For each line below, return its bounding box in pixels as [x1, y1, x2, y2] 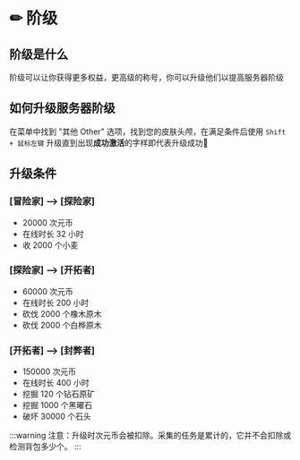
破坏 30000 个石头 [21, 411, 91, 422]
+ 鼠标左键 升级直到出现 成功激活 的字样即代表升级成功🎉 [9, 137, 209, 148]
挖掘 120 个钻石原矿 [21, 388, 96, 399]
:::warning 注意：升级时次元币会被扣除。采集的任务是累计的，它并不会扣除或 [9, 430, 292, 441]
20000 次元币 [21, 217, 73, 228]
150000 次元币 [21, 366, 77, 377]
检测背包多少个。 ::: [9, 441, 82, 452]
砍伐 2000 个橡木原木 [21, 308, 102, 319]
